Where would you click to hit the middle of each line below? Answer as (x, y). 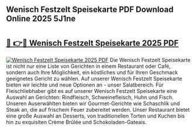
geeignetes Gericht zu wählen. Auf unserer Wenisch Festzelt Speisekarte (94, 79)
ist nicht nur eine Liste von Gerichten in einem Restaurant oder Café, (88, 66)
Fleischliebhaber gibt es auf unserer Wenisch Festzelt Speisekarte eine (92, 91)
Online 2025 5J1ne (41, 19)
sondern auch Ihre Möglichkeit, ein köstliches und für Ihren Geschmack (92, 72)
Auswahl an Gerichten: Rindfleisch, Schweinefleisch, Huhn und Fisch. (90, 97)
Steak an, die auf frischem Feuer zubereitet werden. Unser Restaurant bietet (98, 110)
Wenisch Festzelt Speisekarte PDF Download (90, 10)
